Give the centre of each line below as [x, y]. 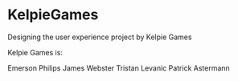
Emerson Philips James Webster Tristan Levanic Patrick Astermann [119, 68]
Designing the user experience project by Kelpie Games [100, 37]
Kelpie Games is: [35, 52]
